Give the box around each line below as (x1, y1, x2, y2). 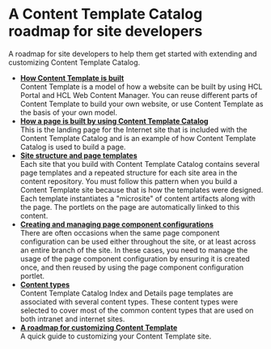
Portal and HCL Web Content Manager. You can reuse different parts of (19, 90, 258, 100)
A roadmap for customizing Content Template (19, 322, 178, 332)
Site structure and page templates (19, 151, 138, 160)
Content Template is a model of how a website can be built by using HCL (19, 82, 263, 92)
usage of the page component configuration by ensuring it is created (19, 253, 251, 263)
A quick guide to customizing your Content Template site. (19, 331, 212, 341)
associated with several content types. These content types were (19, 296, 239, 306)
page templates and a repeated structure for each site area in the (19, 168, 238, 177)
